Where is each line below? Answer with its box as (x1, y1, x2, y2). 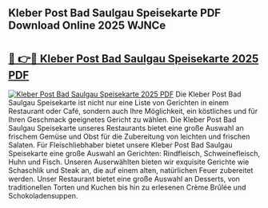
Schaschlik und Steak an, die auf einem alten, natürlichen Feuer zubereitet (8, 166, 254, 175)
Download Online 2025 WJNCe (8, 19, 166, 33)
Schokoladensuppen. (8, 191, 78, 200)
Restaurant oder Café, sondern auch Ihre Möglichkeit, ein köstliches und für (8, 107, 258, 116)
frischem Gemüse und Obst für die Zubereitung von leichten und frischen (8, 131, 250, 141)
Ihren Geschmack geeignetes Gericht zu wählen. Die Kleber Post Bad (8, 115, 237, 124)
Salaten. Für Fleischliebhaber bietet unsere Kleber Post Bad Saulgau (8, 140, 234, 150)
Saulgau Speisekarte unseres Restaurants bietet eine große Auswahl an (8, 124, 244, 132)
